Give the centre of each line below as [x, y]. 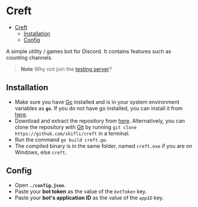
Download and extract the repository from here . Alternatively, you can [100, 121]
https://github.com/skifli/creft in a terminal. [72, 133]
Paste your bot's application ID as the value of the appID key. [89, 198]
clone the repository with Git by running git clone [76, 127]
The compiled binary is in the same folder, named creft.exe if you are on [103, 145]
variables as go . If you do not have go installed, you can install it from [99, 108]
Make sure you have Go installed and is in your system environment [97, 102]
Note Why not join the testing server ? [66, 69]
